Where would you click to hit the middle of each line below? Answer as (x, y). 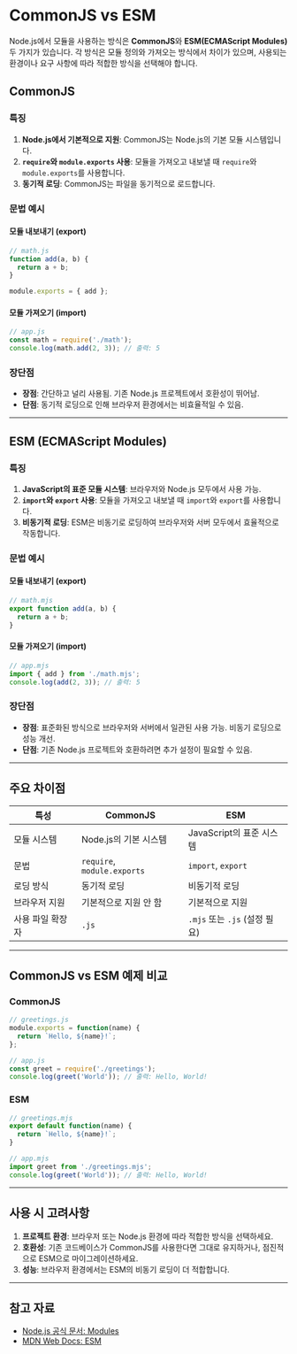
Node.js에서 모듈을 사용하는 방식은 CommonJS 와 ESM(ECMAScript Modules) (148, 41)
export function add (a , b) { (63, 608)
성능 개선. (38, 738)
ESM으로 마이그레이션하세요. (88, 1258)
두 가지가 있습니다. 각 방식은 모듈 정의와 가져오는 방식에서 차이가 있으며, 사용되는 (148, 52)
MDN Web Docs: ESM (61, 1341)
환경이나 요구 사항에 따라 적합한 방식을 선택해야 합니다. (103, 63)
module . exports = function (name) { (75, 1028)
